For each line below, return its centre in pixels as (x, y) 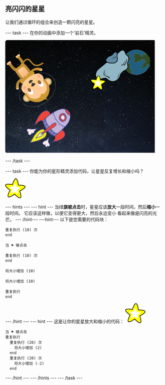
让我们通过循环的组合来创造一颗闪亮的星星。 (51, 22)
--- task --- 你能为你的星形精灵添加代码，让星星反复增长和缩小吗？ (75, 171)
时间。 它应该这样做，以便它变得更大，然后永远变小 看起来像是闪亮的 (81, 213)
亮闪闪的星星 (25, 9)
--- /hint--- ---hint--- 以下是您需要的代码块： (62, 219)
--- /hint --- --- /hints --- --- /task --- (44, 377)
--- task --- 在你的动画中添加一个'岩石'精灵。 (52, 33)
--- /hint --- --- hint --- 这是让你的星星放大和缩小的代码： (65, 321)
